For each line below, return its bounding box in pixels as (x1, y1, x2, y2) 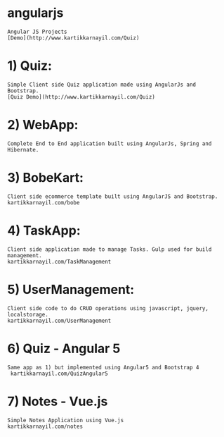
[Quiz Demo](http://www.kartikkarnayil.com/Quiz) (7, 93, 156, 100)
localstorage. (7, 311, 49, 318)
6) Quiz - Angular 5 (7, 340, 121, 357)
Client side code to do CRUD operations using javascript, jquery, (7, 304, 209, 312)
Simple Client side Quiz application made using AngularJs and (7, 81, 197, 88)
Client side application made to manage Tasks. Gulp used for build (7, 245, 212, 253)
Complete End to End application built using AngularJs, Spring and (7, 140, 212, 147)
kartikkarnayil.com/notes (7, 423, 83, 430)
